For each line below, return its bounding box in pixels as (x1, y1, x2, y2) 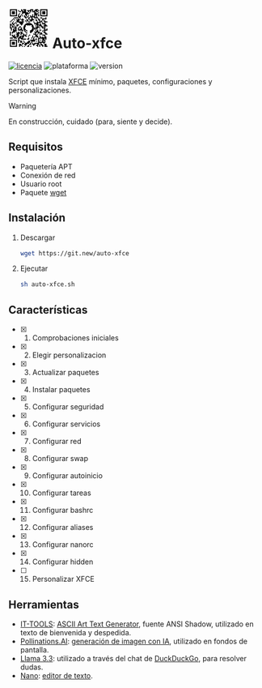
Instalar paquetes (32, 385, 91, 395)
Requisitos (8, 140, 63, 154)
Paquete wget (19, 187, 67, 197)
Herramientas (8, 597, 79, 611)
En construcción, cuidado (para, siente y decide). (8, 117, 173, 126)
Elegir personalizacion (32, 350, 107, 360)
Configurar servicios (32, 419, 101, 429)
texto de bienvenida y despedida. (19, 627, 132, 637)
